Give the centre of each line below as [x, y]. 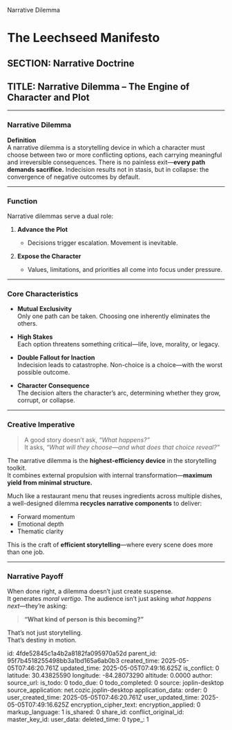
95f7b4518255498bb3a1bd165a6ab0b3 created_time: [84, 660]
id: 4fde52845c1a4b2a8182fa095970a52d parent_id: [82, 653]
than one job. [26, 552]
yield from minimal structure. [50, 482]
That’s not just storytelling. [45, 632]
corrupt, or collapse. [46, 400]
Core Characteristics [43, 294]
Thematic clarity [40, 531]
